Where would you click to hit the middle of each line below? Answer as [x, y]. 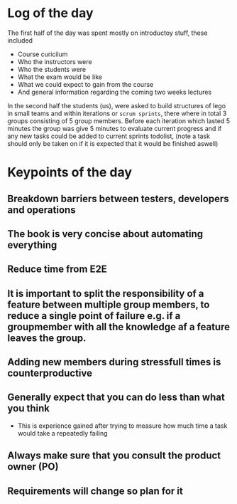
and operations [42, 210]
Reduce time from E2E [57, 269]
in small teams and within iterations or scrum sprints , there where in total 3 [117, 113]
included [20, 40]
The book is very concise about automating [105, 234]
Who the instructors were [55, 61]
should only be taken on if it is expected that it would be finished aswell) [113, 143]
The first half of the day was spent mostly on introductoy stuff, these [108, 33]
